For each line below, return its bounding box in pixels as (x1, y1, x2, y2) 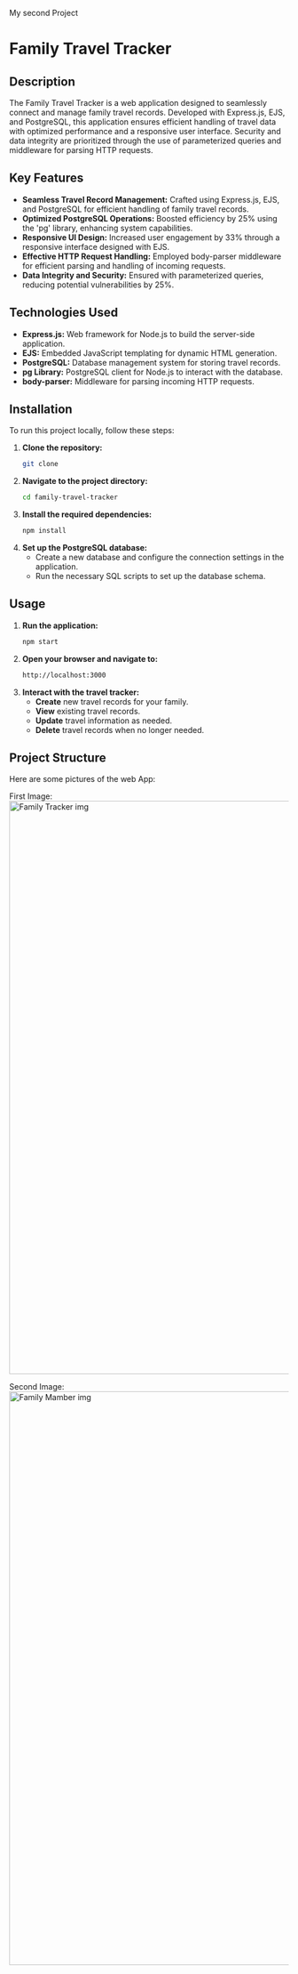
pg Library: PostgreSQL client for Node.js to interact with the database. (21, 367, 284, 377)
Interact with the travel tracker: (21, 687, 140, 697)
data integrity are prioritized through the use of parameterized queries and (9, 135, 282, 146)
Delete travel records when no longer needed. (35, 724, 205, 735)
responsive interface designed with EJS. (21, 241, 170, 252)
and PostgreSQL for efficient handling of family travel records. (21, 204, 249, 214)
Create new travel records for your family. (35, 696, 189, 706)
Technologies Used (9, 305, 118, 320)
